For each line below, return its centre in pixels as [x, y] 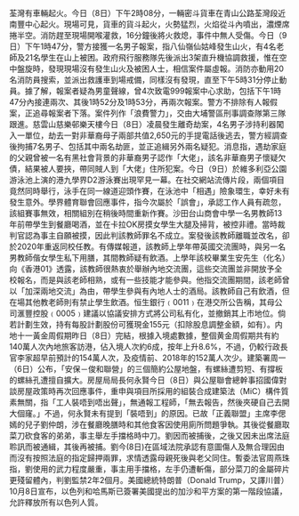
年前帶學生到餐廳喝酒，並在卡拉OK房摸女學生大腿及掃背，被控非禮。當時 [144, 224]
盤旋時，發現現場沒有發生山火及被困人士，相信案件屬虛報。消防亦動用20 [150, 69]
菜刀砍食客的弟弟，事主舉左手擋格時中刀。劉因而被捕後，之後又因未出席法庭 [149, 435]
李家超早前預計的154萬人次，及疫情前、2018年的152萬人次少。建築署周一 [151, 358]
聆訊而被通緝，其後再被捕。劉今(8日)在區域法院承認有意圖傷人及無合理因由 [147, 447]
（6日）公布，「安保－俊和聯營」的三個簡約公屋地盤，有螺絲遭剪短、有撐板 [146, 369]
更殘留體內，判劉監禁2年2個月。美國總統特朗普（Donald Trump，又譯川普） [149, 480]
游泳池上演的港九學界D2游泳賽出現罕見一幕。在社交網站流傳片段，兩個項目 [147, 180]
